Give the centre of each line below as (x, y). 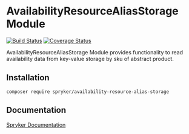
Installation (28, 78)
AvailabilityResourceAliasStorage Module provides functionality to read (95, 52)
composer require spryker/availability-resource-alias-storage (88, 92)
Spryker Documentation (36, 124)
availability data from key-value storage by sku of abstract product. (90, 59)
